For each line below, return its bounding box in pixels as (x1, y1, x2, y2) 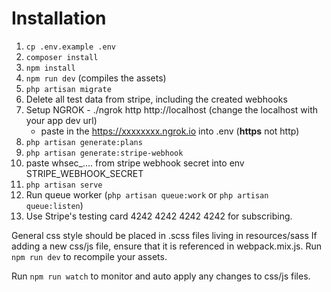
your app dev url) (25, 114, 98, 126)
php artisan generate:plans (25, 137, 143, 147)
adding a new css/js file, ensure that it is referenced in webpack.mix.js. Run (11, 240, 323, 252)
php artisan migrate (25, 84, 112, 94)
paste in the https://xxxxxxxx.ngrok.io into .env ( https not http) (40, 125, 300, 137)
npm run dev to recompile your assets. (11, 250, 168, 262)
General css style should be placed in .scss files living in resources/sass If (11, 229, 318, 241)
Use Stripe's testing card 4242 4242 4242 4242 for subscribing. (25, 210, 293, 222)
